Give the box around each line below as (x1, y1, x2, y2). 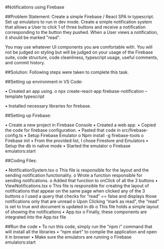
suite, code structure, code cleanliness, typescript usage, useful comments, (5, 55, 158, 60)
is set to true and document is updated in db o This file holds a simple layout (5, 204, 159, 209)
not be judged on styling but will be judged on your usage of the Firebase (5, 49, 153, 55)
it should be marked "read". (5, 34, 61, 40)
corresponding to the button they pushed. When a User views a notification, (5, 29, 158, 35)
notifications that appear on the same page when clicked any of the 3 (5, 188, 145, 194)
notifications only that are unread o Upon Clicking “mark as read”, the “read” (5, 198, 159, 204)
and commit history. (5, 60, 46, 65)
